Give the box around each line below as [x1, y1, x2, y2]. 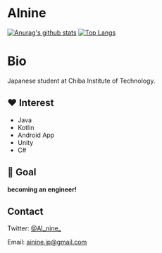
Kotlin [17, 123, 35, 131]
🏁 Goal [7, 166, 37, 178]
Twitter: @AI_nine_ [7, 224, 61, 233]
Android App [17, 131, 55, 139]
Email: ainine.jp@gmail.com [7, 238, 87, 247]
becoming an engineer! [7, 185, 77, 194]
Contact [7, 205, 44, 217]
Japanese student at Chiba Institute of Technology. [7, 76, 156, 85]
